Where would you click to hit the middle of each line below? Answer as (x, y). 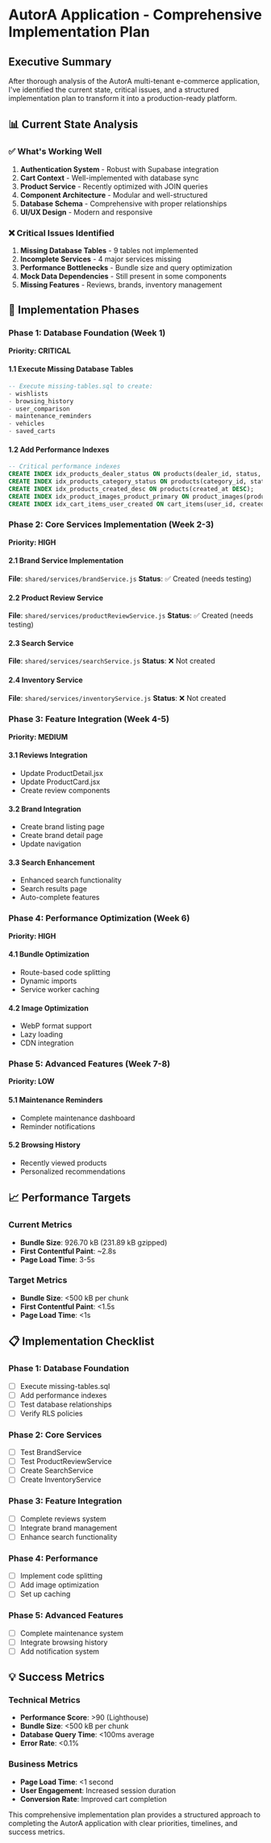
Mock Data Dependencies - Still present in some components (123, 276)
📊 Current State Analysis (73, 125)
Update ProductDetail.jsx (61, 773)
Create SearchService (57, 1470)
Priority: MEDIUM (38, 736)
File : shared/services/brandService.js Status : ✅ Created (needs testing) (130, 578)
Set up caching (45, 1594)
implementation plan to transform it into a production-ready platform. (123, 98)
